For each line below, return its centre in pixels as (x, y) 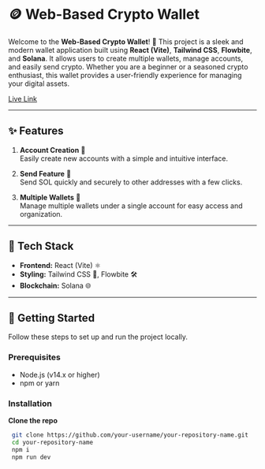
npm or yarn (39, 383)
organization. (41, 214)
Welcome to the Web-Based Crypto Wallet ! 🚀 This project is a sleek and (126, 41)
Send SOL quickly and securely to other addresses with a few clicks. (131, 182)
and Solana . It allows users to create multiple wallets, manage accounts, (125, 58)
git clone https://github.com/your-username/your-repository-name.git (130, 435)
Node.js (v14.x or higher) (60, 374)
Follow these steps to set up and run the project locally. (98, 337)
